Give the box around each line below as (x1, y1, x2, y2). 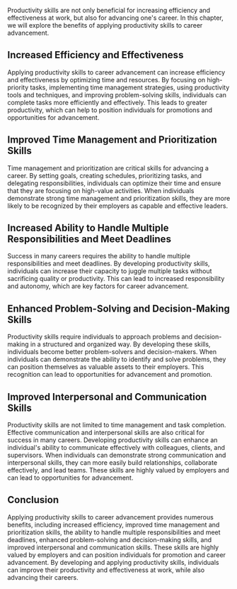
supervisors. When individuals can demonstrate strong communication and (7, 451, 226, 460)
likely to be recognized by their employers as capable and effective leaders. (7, 202, 229, 210)
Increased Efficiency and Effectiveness (7, 49, 184, 61)
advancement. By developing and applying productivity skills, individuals (7, 558, 219, 566)
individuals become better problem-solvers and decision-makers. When (7, 348, 217, 356)
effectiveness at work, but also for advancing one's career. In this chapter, (7, 13, 224, 22)
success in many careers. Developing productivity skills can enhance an (7, 436, 218, 444)
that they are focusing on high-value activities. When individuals (7, 186, 195, 194)
